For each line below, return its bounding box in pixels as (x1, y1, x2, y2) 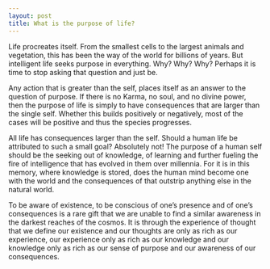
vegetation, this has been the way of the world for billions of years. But (8, 50, 243, 60)
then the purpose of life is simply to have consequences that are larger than (8, 100, 260, 110)
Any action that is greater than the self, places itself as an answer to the (8, 82, 247, 93)
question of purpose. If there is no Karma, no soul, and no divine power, (8, 91, 247, 101)
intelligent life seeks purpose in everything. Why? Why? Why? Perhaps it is (8, 58, 256, 69)
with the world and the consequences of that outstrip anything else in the (8, 175, 252, 186)
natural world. (8, 184, 55, 194)
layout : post (8, 11, 52, 20)
